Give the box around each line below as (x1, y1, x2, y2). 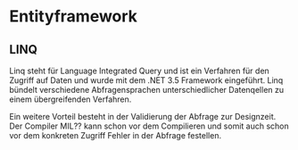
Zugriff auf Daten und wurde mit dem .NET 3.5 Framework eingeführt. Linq (9, 75, 284, 86)
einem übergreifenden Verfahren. (9, 94, 132, 104)
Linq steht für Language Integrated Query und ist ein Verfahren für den (9, 65, 269, 76)
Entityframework (9, 6, 138, 27)
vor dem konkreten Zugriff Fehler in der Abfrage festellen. (9, 130, 221, 140)
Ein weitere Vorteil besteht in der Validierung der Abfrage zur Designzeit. (9, 112, 277, 121)
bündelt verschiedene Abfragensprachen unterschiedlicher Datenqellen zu (9, 85, 285, 95)
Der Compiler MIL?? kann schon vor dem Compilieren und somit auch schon (9, 121, 289, 131)
